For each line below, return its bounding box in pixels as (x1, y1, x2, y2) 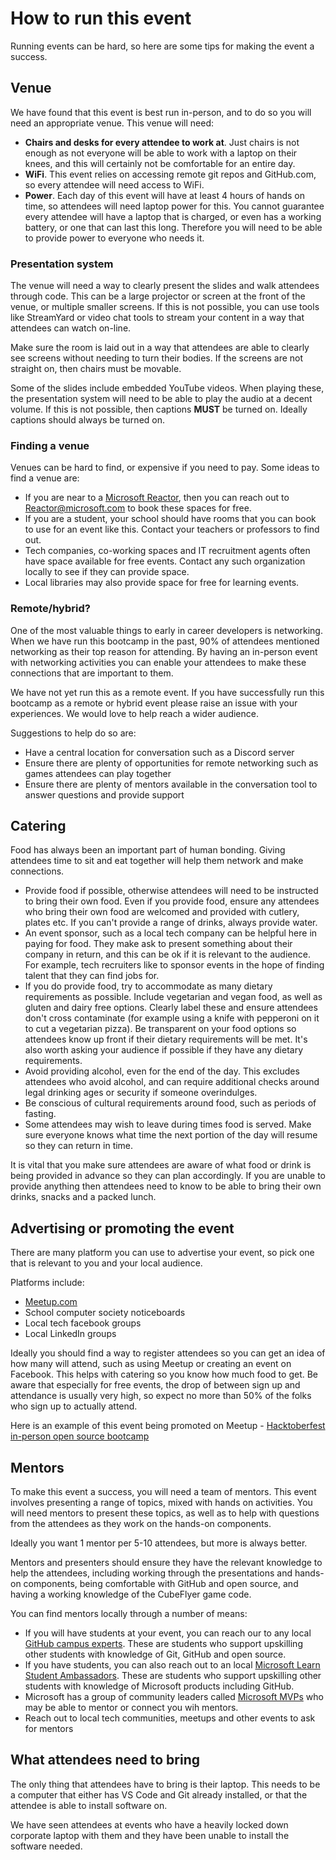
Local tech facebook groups (24, 1317, 142, 1329)
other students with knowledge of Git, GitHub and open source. (24, 1648, 287, 1661)
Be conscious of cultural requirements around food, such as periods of (24, 1097, 317, 1109)
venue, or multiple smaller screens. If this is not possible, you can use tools (10, 301, 320, 313)
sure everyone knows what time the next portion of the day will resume (24, 1129, 318, 1141)
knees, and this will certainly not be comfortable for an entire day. (24, 157, 296, 169)
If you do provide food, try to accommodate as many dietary (24, 980, 273, 992)
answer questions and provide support (24, 788, 185, 801)
